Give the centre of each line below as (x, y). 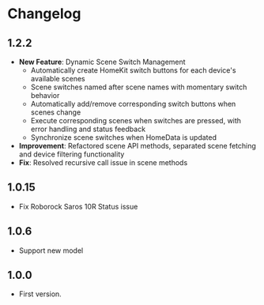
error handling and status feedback (88, 129)
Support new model (51, 250)
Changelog (44, 14)
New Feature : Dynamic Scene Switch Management (102, 62)
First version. (40, 294)
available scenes (58, 79)
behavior (45, 95)
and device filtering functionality (72, 154)
